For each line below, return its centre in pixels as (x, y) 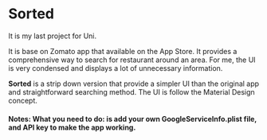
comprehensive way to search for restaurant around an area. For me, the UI (132, 60)
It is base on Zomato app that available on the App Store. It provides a (123, 51)
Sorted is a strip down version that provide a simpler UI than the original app (134, 84)
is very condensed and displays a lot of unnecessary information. (116, 68)
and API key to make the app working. (72, 127)
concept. (23, 100)
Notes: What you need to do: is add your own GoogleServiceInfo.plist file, (133, 119)
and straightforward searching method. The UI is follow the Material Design (132, 91)
